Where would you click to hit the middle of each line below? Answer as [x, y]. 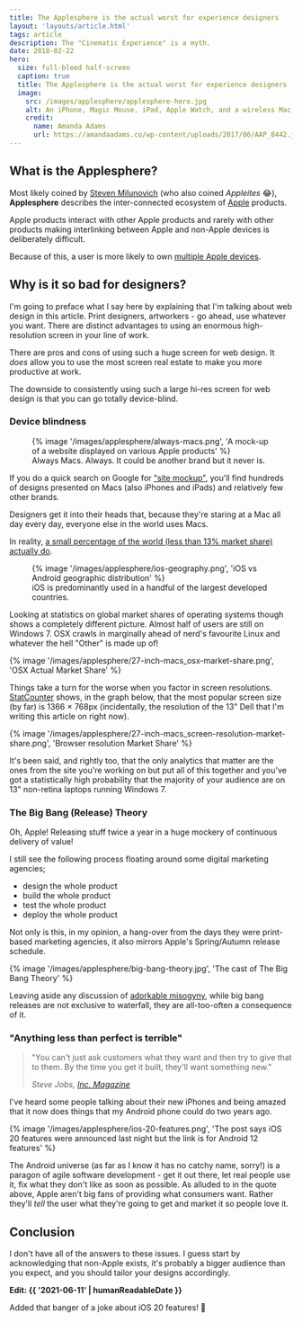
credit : [40, 118]
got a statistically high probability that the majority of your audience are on [147, 780]
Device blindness [48, 422]
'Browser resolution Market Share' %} [123, 743]
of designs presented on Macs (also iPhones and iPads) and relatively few [147, 487]
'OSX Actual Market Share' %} [65, 670]
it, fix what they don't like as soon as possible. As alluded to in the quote [143, 1184]
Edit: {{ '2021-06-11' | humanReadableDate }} [96, 1291]
